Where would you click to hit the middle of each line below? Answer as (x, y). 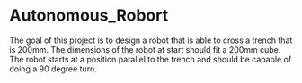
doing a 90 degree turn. (53, 69)
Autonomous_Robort (89, 16)
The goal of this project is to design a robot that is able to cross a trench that (151, 40)
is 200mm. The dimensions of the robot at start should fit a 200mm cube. (145, 49)
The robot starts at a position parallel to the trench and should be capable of (151, 59)
